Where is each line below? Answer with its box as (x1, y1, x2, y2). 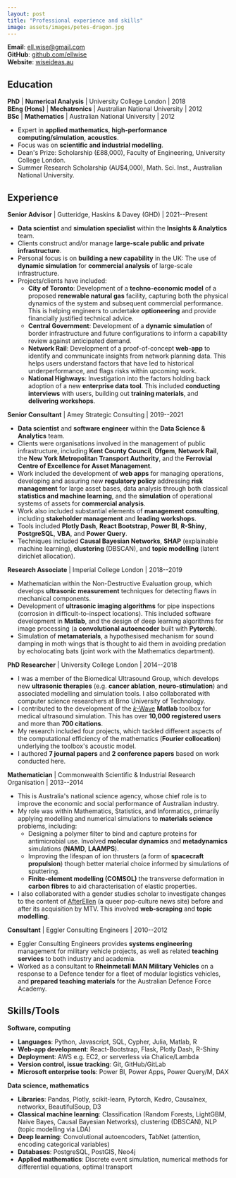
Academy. (17, 984, 47, 993)
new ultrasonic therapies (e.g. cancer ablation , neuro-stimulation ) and (17, 682, 228, 690)
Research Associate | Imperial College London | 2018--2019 (7, 566, 183, 573)
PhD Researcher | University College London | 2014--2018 (7, 660, 178, 669)
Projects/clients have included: (17, 276, 107, 285)
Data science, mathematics (7, 1081, 89, 1090)
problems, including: (17, 822, 77, 830)
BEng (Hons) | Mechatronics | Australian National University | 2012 (7, 105, 203, 113)
